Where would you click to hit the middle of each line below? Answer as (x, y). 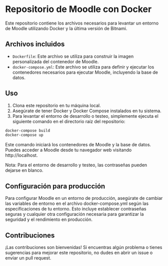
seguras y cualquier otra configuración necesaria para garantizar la (74, 214)
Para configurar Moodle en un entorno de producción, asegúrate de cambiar (84, 198)
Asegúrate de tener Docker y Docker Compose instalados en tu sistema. (87, 111)
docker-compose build (28, 130)
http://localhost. (21, 155)
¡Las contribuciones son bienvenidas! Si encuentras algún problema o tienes (84, 247)
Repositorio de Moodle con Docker (78, 9)
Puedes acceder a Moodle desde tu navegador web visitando (68, 150)
